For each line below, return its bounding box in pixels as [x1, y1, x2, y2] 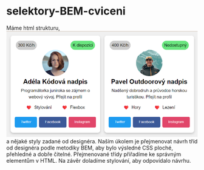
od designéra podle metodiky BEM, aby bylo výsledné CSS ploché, [6, 144, 173, 151]
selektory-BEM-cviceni [6, 4, 126, 18]
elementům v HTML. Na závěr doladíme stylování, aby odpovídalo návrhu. [6, 157, 191, 164]
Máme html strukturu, [6, 24, 60, 31]
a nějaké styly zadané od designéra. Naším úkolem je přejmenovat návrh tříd [6, 137, 198, 145]
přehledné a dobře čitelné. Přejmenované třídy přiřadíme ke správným [6, 150, 182, 158]
